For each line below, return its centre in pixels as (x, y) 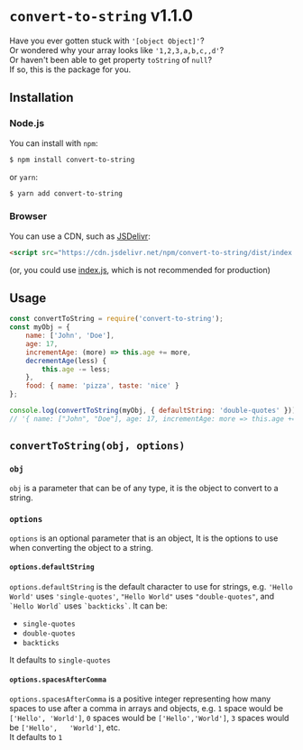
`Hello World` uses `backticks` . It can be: (89, 606)
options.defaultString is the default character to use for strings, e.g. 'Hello (151, 587)
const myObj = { (40, 327)
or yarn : (24, 177)
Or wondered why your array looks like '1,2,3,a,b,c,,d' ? (117, 50)
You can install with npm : (54, 143)
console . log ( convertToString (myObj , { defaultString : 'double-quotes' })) (153, 411)
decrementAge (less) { (66, 361)
